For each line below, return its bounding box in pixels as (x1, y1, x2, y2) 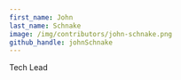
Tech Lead (9, 62, 48, 73)
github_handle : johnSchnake (9, 37, 114, 47)
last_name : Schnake (9, 21, 82, 30)
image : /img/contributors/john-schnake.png (9, 29, 173, 38)
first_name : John (9, 12, 74, 22)
